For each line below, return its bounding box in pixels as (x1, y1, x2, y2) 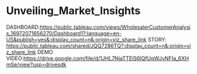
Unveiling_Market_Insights (6, 4, 141, 18)
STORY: (147, 36, 167, 43)
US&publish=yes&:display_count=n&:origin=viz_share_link (6, 36, 147, 43)
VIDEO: (6, 55, 24, 62)
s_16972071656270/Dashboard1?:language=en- (6, 29, 122, 36)
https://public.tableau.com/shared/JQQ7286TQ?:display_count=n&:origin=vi (6, 42, 191, 49)
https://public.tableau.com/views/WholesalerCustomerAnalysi (39, 23, 191, 31)
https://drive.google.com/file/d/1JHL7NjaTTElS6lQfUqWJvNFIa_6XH (23, 55, 189, 62)
